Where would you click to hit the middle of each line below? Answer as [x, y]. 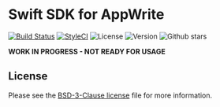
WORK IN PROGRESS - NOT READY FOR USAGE [87, 51]
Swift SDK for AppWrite [86, 15]
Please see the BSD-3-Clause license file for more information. [110, 95]
